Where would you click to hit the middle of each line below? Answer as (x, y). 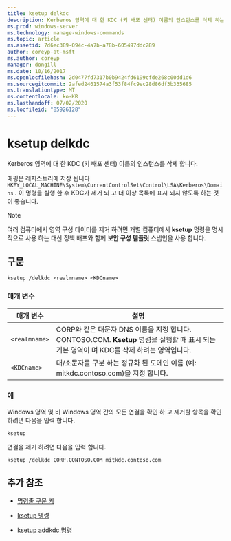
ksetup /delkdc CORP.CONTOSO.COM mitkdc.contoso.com (84, 460)
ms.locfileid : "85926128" (44, 109)
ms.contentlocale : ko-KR (43, 97)
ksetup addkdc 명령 (45, 530)
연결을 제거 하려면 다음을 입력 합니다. (57, 447)
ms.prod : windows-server (43, 26)
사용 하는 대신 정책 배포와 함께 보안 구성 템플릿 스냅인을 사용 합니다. (115, 237)
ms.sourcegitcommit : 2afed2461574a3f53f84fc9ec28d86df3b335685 (100, 84)
